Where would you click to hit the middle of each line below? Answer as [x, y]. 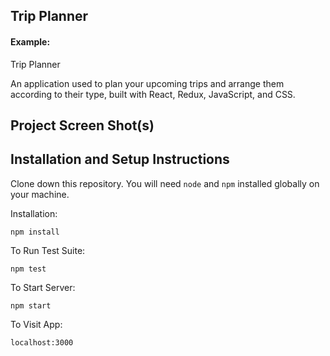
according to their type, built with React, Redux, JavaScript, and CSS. [153, 94]
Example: [30, 41]
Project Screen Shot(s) [82, 125]
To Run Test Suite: [48, 250]
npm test [28, 269]
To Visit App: [36, 324]
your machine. [40, 194]
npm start [31, 305]
